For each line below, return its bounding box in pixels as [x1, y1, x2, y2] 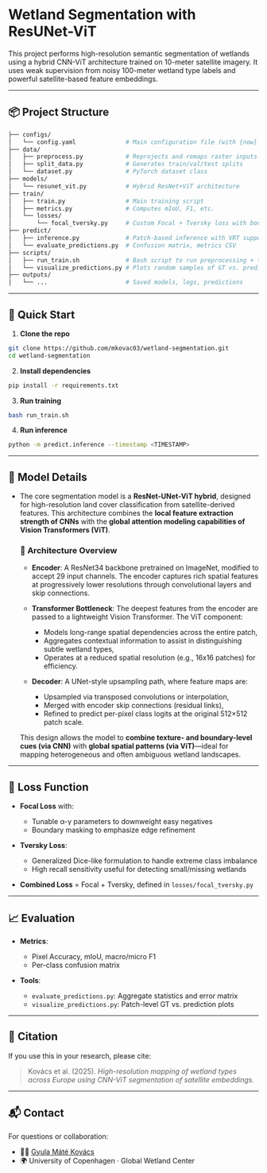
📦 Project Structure [8, 106, 110, 119]
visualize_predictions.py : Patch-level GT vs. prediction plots [31, 1000, 234, 1009]
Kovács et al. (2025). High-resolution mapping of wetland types [27, 1067, 237, 1076]
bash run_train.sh [8, 411, 69, 419]
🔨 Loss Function [8, 780, 89, 794]
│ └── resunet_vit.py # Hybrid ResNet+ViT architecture [8, 182, 240, 190]
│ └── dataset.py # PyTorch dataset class [8, 168, 208, 176]
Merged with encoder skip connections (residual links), [43, 701, 224, 710]
